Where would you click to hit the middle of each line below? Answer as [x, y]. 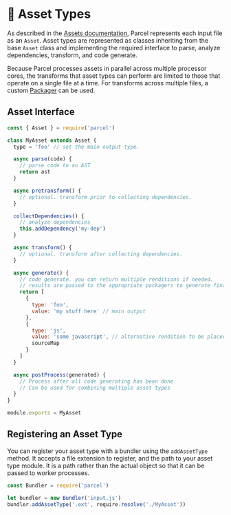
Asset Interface [41, 112]
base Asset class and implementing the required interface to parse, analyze [114, 48]
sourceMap [46, 344]
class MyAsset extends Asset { [52, 140]
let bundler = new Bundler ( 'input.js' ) [64, 498]
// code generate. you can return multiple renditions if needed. [117, 279]
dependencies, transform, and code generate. [72, 55]
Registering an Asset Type [65, 434]
